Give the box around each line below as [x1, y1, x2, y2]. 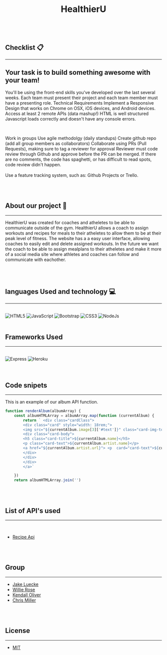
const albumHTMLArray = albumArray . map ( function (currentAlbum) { [14, 413, 155, 418]
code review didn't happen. [5, 161, 61, 167]
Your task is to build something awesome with [5, 68, 151, 77]
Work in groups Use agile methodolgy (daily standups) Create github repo [5, 135, 157, 141]
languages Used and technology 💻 [5, 287, 116, 296]
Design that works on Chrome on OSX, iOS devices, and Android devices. [5, 105, 156, 111]
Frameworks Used [5, 333, 63, 341]
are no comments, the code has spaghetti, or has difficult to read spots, [5, 156, 152, 162]
